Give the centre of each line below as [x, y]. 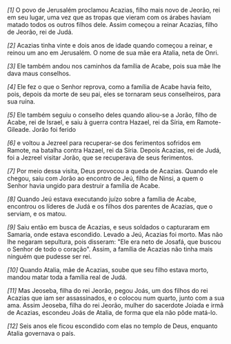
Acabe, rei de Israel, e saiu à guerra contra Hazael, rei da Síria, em [101, 122]
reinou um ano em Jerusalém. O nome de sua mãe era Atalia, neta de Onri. [113, 52]
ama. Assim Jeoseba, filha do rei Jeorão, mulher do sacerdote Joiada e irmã [115, 305]
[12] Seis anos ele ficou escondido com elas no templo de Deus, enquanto [112, 326]
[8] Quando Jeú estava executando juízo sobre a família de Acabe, [102, 199]
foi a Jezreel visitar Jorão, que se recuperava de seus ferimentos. [100, 157]
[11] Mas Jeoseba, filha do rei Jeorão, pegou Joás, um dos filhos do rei [108, 290]
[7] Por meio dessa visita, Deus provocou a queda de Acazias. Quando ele [113, 171]
